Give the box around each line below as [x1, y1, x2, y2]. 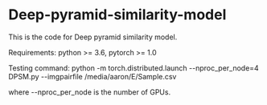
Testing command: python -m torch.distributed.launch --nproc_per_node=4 [8, 63, 259, 73]
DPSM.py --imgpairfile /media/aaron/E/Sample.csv [8, 71, 177, 81]
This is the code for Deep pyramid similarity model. [8, 32, 178, 42]
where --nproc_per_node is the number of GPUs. [8, 87, 171, 97]
